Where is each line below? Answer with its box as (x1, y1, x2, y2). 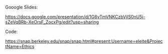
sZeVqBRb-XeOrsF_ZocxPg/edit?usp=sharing (5, 19, 99, 25)
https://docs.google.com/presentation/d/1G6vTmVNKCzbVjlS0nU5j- (5, 14, 145, 19)
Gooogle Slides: (5, 4, 38, 10)
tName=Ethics (5, 44, 35, 49)
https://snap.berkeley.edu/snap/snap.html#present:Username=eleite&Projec (5, 38, 163, 44)
